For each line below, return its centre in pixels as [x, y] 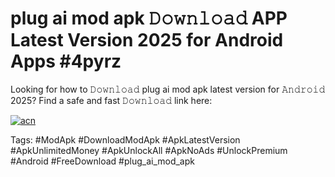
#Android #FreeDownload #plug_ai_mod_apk [102, 161]
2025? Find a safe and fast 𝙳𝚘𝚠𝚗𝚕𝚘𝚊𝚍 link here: [111, 100]
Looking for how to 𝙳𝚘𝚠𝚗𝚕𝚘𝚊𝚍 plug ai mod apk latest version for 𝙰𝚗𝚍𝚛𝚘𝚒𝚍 [168, 89]
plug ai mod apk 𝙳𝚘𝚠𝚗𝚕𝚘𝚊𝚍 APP [149, 18]
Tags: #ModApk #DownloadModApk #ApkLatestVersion [125, 139]
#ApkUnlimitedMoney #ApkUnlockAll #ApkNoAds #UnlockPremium [149, 150]
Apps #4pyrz [66, 61]
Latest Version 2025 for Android [147, 40]
